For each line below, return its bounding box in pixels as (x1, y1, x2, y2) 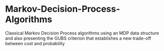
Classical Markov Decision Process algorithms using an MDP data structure (5, 30, 160, 36)
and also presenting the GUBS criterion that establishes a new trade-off (5, 35, 151, 41)
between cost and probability (5, 40, 65, 46)
